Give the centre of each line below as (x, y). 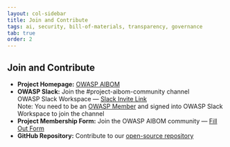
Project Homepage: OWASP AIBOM (68, 84)
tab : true (21, 33)
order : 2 (20, 40)
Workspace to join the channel (61, 113)
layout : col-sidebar (37, 14)
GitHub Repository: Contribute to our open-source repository (105, 135)
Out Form (31, 128)
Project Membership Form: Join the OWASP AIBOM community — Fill (117, 121)
